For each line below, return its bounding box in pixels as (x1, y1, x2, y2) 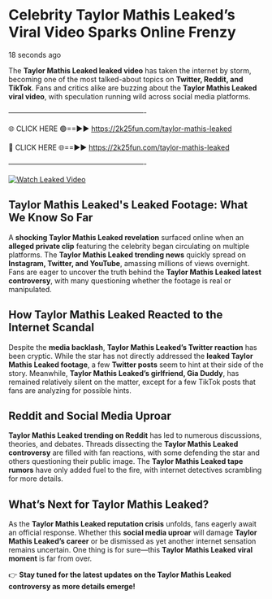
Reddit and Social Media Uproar (8, 409, 172, 422)
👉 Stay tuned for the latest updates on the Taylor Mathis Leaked (8, 570, 231, 579)
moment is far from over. (8, 553, 93, 563)
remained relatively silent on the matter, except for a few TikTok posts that (8, 377, 256, 387)
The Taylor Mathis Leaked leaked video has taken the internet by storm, (8, 65, 252, 75)
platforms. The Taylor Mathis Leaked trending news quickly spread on (8, 250, 246, 260)
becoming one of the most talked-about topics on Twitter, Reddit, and (8, 74, 244, 84)
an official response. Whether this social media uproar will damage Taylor (8, 527, 257, 538)
